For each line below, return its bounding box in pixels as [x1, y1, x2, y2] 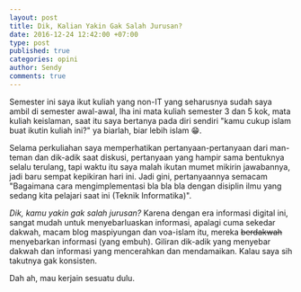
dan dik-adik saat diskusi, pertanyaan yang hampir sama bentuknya [34, 152, 285, 163]
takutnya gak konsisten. [9, 255, 97, 266]
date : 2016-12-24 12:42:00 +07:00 [9, 30, 139, 39]
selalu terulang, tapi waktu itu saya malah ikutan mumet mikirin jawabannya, [9, 161, 290, 172]
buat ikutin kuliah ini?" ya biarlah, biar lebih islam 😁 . [9, 125, 202, 136]
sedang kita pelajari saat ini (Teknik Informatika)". [9, 190, 191, 200]
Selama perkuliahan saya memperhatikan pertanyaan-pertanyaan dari [9, 142, 268, 153]
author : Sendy [9, 64, 63, 73]
